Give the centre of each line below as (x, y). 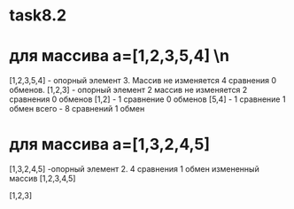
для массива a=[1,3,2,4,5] (110, 145)
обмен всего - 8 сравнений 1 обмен (77, 109)
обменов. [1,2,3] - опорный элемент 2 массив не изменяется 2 (128, 90)
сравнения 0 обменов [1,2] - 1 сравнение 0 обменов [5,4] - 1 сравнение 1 (147, 99)
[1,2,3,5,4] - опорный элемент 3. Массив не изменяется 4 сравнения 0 (143, 81)
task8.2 (38, 15)
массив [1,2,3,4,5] (43, 179)
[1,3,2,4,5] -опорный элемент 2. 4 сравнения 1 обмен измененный (134, 169)
